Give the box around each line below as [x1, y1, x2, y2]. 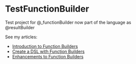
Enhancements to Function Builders [12, 53, 84, 59]
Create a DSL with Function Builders [12, 48, 85, 54]
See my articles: [5, 34, 38, 40]
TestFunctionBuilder [5, 3, 89, 15]
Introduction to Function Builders [12, 43, 78, 49]
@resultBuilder [5, 24, 35, 30]
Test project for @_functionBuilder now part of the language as [5, 19, 132, 25]
